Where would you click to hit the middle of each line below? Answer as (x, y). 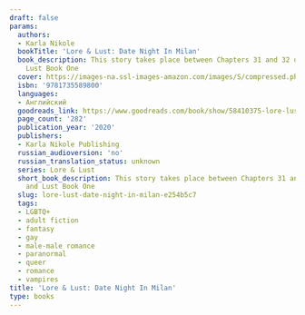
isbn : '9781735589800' (60, 85)
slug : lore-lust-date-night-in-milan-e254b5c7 (107, 195)
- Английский (42, 102)
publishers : (40, 136)
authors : (34, 34)
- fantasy (36, 229)
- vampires (38, 280)
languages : (38, 94)
